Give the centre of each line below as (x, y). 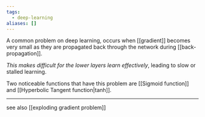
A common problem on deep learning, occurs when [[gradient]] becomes (99, 41)
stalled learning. (27, 72)
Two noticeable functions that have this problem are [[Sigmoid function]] (98, 83)
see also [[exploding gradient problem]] (56, 108)
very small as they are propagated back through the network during (92, 47)
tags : (13, 12)
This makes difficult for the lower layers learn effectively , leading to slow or (101, 65)
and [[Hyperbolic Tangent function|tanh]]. (59, 90)
